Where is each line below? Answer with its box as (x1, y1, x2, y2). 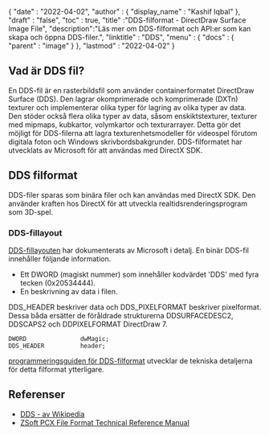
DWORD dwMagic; (8, 334, 110, 343)
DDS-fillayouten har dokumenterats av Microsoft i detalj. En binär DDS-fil (8, 245, 249, 255)
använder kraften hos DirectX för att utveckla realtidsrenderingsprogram (8, 199, 247, 208)
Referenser (8, 388, 66, 401)
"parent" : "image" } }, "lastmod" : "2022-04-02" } (8, 41, 175, 51)
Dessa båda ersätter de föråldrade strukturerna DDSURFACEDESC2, (8, 310, 234, 320)
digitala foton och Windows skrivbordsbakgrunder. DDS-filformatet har (8, 137, 243, 146)
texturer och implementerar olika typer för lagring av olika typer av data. (8, 102, 247, 112)
